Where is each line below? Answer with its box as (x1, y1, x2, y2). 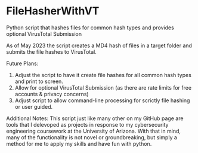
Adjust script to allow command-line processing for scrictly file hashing (14, 97, 190, 104)
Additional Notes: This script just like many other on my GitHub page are (6, 115, 184, 122)
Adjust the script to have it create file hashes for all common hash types (14, 71, 192, 78)
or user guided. (14, 103, 53, 110)
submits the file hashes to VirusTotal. (6, 48, 97, 55)
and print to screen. (14, 78, 64, 85)
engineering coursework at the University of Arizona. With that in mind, (6, 127, 181, 134)
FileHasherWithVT (6, 4, 100, 18)
